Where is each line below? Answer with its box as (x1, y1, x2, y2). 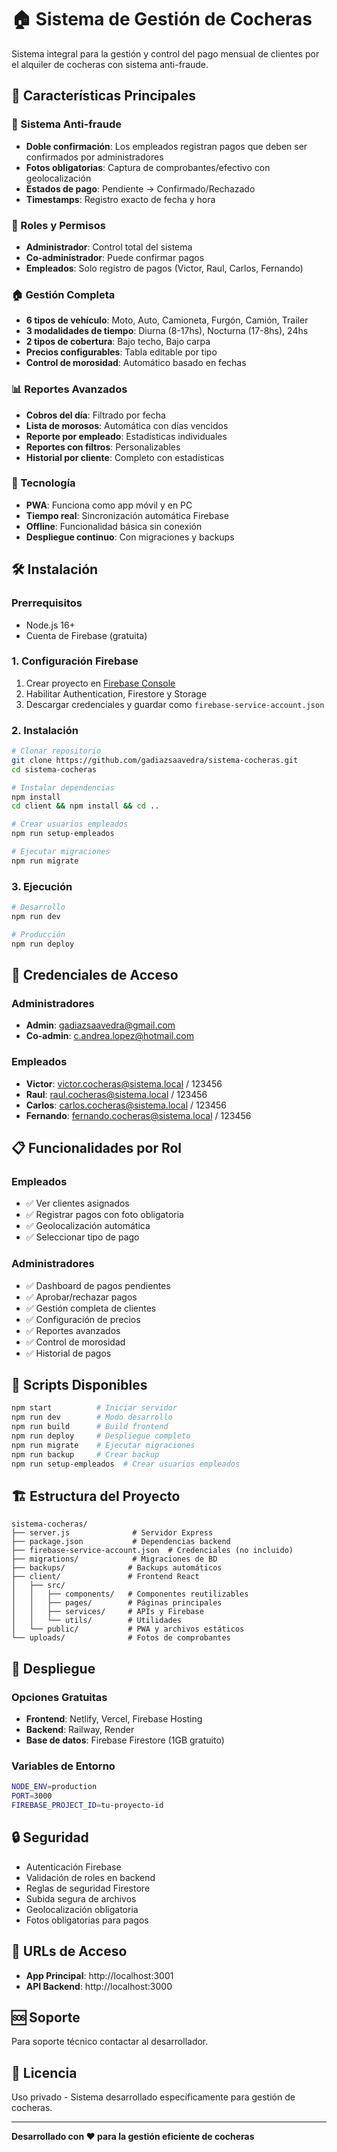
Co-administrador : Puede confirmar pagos (25, 251, 205, 263)
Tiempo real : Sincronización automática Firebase (25, 509, 229, 521)
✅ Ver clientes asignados (25, 1197, 130, 1210)
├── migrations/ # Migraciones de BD (11, 1554, 218, 1565)
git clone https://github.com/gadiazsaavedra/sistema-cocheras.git (11, 755, 299, 765)
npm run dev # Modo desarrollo (11, 1412, 173, 1423)
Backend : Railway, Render (25, 1724, 135, 1736)
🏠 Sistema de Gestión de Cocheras (11, 8, 313, 31)
